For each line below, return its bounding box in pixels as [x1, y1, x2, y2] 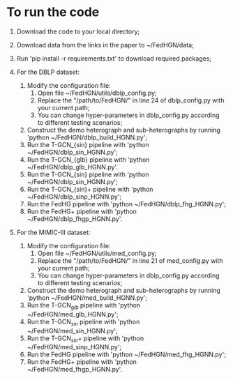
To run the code [6, 4, 100, 20]
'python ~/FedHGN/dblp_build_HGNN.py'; [27, 133, 148, 142]
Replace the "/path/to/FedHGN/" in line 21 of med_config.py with [37, 256, 223, 265]
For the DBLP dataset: [16, 68, 80, 76]
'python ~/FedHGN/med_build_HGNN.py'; [27, 294, 148, 302]
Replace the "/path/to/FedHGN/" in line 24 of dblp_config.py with [37, 96, 225, 105]
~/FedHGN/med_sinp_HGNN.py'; [27, 343, 122, 351]
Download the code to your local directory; [16, 27, 140, 36]
